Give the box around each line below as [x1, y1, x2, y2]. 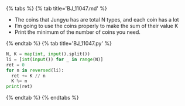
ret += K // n [11, 73, 46, 79]
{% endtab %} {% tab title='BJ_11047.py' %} [6, 40, 112, 47]
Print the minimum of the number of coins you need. [14, 29, 141, 36]
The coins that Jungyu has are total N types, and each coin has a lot [14, 16, 180, 23]
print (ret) [6, 84, 33, 90]
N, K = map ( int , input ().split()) [6, 51, 91, 57]
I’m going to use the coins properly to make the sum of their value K [14, 23, 179, 29]
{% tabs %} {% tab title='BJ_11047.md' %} [6, 5, 107, 12]
